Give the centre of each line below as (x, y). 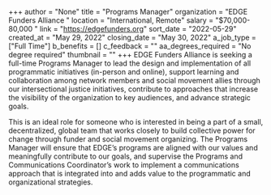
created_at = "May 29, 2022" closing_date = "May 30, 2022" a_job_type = (133, 37)
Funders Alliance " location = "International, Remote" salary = (111, 20)
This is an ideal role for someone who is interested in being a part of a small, (136, 122)
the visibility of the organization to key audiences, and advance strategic (130, 97)
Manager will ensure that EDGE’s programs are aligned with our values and (133, 148)
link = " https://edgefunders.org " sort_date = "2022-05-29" (138, 29)
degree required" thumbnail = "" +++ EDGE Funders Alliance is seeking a (131, 55)
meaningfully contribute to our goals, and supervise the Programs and (126, 156)
